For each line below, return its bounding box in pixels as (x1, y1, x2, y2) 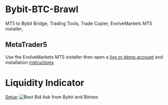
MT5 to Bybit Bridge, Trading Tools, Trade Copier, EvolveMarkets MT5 (5, 20, 153, 26)
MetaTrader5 (5, 41, 47, 49)
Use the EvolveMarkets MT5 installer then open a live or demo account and (5, 54, 163, 60)
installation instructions (5, 59, 54, 65)
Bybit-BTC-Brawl (5, 4, 79, 15)
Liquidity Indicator (5, 77, 85, 88)
